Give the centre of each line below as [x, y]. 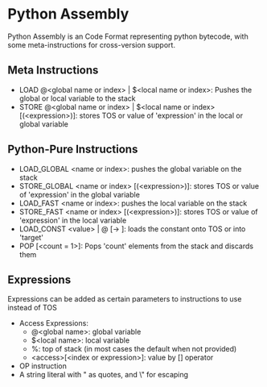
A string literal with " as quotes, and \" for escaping [104, 375]
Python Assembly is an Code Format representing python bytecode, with [128, 36]
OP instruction [43, 366]
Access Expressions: [54, 323]
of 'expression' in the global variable [79, 194]
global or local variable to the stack [77, 98]
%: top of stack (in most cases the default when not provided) [134, 349]
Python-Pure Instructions [73, 150]
